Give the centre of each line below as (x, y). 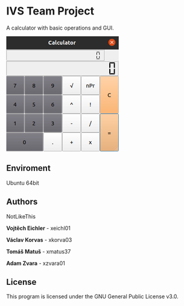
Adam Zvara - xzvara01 (36, 263)
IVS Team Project (50, 11)
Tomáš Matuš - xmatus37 (39, 251)
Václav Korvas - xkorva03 (39, 240)
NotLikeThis (21, 216)
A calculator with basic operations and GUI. (60, 28)
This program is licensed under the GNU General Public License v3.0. (93, 296)
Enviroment (29, 168)
